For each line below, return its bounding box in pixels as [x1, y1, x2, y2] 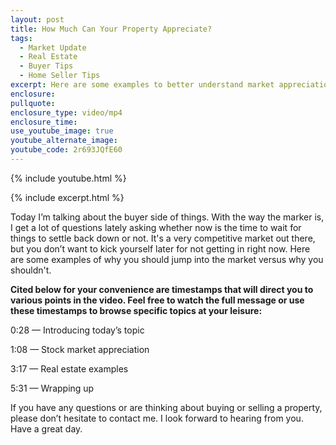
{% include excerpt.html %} [10, 191, 125, 203]
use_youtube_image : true [10, 126, 114, 136]
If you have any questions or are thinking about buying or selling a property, [10, 401, 323, 413]
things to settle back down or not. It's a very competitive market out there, [10, 232, 316, 244]
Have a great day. [10, 422, 83, 435]
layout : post [10, 14, 65, 25]
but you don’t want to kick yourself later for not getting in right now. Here [10, 242, 311, 255]
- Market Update [19, 42, 87, 53]
